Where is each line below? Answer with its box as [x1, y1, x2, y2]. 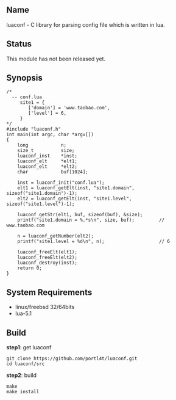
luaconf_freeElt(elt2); [17, 255, 78, 261]
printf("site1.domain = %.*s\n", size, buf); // [17, 217, 165, 224]
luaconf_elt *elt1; [17, 158, 78, 164]
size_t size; [17, 148, 75, 154]
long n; [17, 142, 67, 148]
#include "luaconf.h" [6, 126, 62, 133]
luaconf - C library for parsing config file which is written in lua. [6, 21, 166, 28]
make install [6, 389, 40, 395]
